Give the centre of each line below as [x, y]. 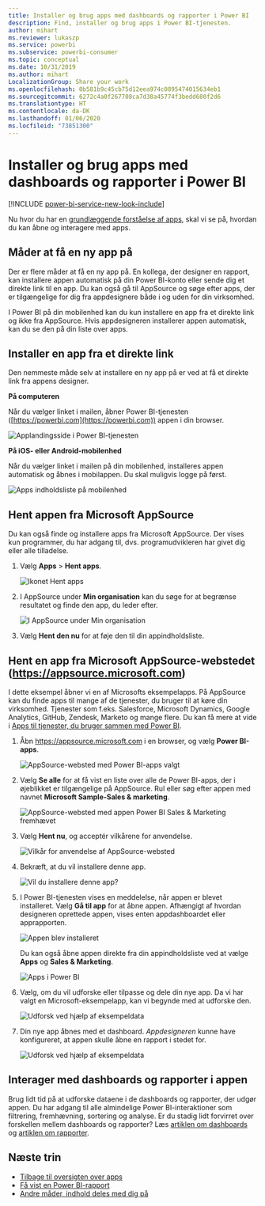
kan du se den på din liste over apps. [68, 328]
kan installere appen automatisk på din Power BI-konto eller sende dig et [127, 280]
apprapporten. [43, 922]
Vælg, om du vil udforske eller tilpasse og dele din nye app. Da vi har [131, 992]
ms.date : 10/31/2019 [42, 67]
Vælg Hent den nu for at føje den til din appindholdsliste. [112, 636]
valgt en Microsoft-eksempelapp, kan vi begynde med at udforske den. [135, 1000]
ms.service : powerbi [42, 45]
